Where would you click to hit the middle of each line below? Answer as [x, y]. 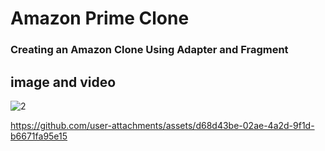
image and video [63, 82]
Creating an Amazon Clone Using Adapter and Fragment [149, 50]
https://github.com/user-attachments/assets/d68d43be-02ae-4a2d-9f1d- [162, 125]
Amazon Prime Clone [100, 18]
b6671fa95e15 [39, 136]
